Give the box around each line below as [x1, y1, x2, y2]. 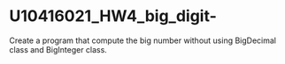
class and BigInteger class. [9, 44, 108, 54]
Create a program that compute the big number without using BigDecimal [9, 35, 277, 46]
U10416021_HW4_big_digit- [9, 6, 217, 26]
